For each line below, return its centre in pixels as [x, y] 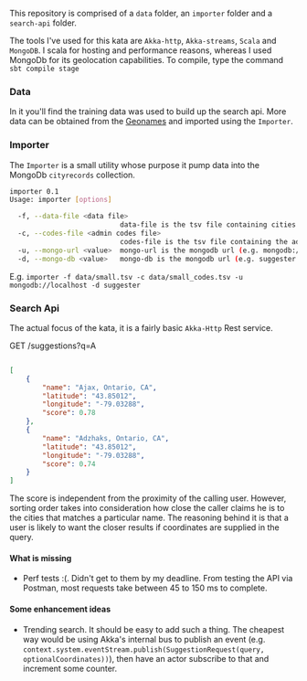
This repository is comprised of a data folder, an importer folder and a [141, 13]
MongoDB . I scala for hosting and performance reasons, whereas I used [141, 50]
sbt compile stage [44, 69]
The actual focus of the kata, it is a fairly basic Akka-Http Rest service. [142, 327]
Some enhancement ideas [60, 609]
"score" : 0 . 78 [69, 413]
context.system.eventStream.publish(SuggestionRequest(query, [143, 649]
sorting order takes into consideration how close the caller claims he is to [147, 508]
